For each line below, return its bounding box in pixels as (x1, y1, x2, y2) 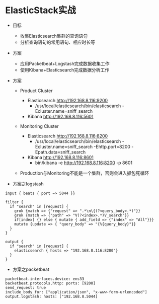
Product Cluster (20, 88, 53, 94)
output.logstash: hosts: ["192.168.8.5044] (5, 294, 98, 299)
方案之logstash (12, 181, 44, 187)
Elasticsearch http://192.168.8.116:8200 (27, 133, 108, 139)
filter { (5, 199, 24, 204)
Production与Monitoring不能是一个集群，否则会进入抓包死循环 (20, 170, 149, 176)
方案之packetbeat (12, 266, 49, 272)
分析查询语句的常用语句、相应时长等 (20, 39, 96, 45)
